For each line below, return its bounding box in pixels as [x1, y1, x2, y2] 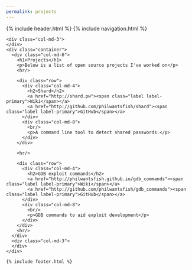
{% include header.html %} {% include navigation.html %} [6, 25, 148, 32]
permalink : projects [6, 8, 57, 15]
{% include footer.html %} [6, 258, 73, 265]
